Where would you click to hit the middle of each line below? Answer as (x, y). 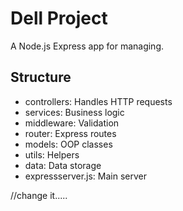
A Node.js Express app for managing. (87, 46)
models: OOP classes (68, 144)
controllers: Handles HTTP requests (98, 101)
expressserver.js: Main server (85, 176)
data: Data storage (63, 165)
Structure (41, 77)
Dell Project (59, 18)
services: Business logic (74, 112)
